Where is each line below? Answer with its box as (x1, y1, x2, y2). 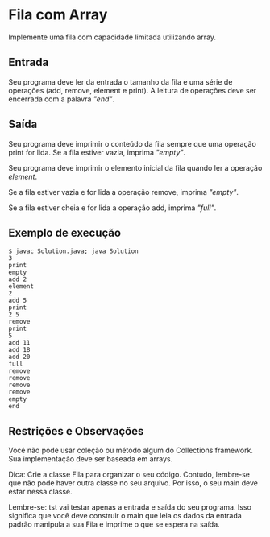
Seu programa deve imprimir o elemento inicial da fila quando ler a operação (8, 163, 263, 172)
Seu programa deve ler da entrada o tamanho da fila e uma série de (8, 76, 233, 86)
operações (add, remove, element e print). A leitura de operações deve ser (8, 85, 257, 95)
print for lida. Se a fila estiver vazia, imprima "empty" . (8, 147, 186, 157)
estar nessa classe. (8, 487, 73, 497)
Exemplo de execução (8, 225, 122, 239)
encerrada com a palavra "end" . (8, 94, 115, 104)
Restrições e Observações (8, 424, 144, 438)
